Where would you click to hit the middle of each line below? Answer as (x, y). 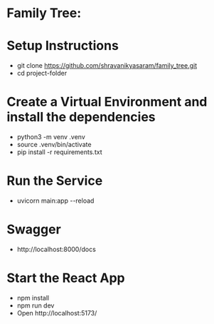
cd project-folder (42, 74)
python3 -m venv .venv (51, 137)
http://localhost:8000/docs (57, 249)
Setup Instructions (63, 46)
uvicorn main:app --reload (55, 201)
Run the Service (55, 181)
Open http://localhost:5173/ (57, 313)
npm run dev (36, 305)
